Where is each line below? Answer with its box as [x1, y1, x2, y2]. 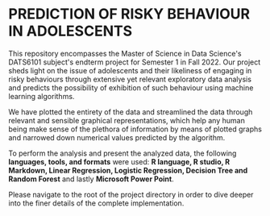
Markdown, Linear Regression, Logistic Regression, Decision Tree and [8, 165, 248, 175]
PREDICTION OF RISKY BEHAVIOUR [8, 5, 251, 23]
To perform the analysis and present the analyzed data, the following [8, 148, 237, 158]
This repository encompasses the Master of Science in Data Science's [8, 48, 242, 58]
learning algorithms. [8, 91, 75, 101]
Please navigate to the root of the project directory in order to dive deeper [8, 189, 254, 199]
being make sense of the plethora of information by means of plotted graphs [8, 124, 262, 134]
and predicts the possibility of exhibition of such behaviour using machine [8, 82, 254, 93]
